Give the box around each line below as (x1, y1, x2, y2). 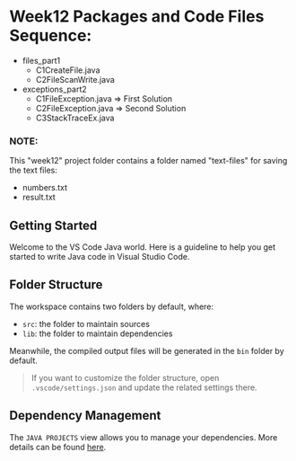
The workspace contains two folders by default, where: (9, 301, 213, 312)
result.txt (22, 191, 56, 203)
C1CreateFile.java (35, 65, 100, 75)
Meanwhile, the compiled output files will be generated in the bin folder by (9, 345, 284, 356)
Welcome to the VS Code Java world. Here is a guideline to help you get (9, 242, 276, 253)
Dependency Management (9, 408, 161, 423)
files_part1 (22, 55, 61, 66)
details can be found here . (9, 441, 107, 452)
